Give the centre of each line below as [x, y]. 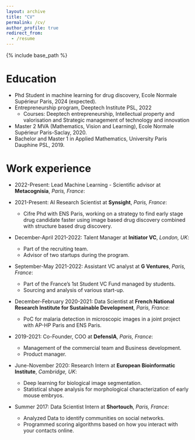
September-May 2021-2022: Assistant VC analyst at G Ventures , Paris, [100, 266]
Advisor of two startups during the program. [76, 255]
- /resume [23, 39]
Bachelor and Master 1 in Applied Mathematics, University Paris [91, 139]
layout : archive [26, 11]
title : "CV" [20, 17]
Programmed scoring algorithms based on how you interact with [100, 424]
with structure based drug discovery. [68, 226]
